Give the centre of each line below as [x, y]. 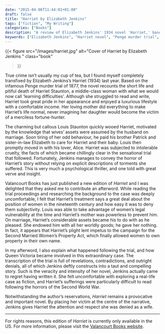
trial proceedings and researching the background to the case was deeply [80, 194]
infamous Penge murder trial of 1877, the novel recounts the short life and [79, 86]
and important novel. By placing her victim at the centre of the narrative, [78, 302]
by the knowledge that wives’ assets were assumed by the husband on [77, 132]
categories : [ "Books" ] [28, 28]
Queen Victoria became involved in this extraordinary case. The [69, 255]
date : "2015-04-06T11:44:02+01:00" [41, 10]
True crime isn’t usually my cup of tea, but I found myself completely [74, 75]
